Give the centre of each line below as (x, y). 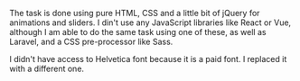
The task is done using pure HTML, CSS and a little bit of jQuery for (135, 13)
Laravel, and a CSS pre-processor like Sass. (91, 41)
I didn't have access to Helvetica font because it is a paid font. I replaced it (148, 59)
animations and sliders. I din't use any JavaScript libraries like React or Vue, (150, 22)
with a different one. (47, 68)
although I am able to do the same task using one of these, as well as (138, 32)
